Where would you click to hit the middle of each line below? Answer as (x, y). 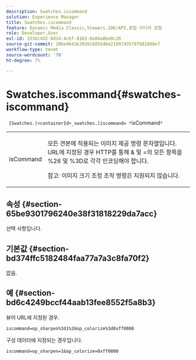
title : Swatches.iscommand (39, 22)
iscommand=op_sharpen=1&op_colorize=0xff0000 (62, 351)
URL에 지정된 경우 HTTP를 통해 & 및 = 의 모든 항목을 (115, 153)
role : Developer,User (32, 33)
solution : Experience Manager (43, 17)
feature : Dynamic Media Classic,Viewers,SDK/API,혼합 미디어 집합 (84, 28)
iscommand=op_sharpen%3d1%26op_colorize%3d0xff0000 (70, 328)
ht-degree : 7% (23, 60)
